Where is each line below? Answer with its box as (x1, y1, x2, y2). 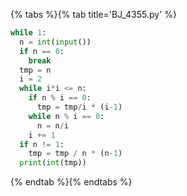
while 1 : (10, 28, 47, 38)
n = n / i (36, 120, 70, 131)
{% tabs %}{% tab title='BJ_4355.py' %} (10, 9, 178, 20)
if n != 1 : (19, 139, 65, 149)
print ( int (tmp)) (19, 158, 87, 168)
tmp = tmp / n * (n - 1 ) (28, 149, 123, 159)
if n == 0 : (19, 46, 65, 56)
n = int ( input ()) (19, 37, 92, 47)
